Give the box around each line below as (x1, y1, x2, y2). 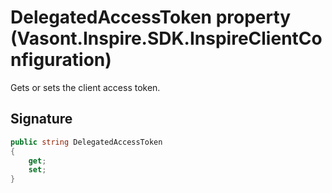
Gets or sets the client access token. (10, 81, 161, 93)
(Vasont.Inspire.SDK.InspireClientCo (10, 27, 323, 50)
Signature (10, 111, 73, 128)
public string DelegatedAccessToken (10, 137, 163, 147)
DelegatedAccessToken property (10, 6, 292, 29)
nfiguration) (10, 49, 112, 71)
